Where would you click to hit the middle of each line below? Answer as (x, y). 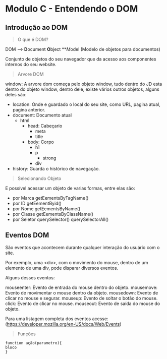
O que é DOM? (33, 39)
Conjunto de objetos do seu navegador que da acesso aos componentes (81, 59)
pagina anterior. (29, 110)
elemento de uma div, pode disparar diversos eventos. (62, 268)
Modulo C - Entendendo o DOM (72, 9)
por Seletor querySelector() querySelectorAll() (61, 219)
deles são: (16, 95)
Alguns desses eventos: (30, 277)
